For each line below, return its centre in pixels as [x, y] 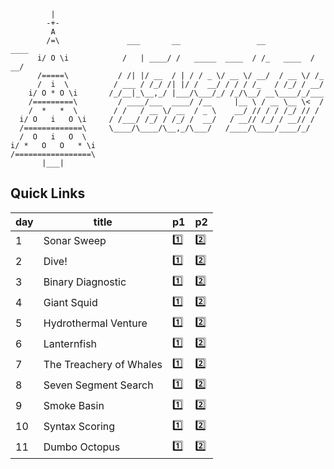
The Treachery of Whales [103, 365]
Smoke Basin [74, 406]
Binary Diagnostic [85, 282]
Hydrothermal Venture [95, 323]
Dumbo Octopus [82, 447]
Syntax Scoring [79, 427]
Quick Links [48, 193]
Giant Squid [70, 303]
